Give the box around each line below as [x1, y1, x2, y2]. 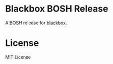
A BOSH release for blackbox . [5, 20, 67, 26]
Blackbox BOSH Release [5, 3, 108, 15]
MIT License [5, 54, 31, 60]
